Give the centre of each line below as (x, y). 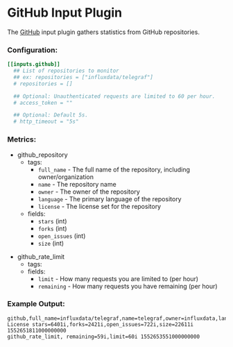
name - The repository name (77, 184)
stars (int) (52, 221)
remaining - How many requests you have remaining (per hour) (128, 286)
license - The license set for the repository (100, 206)
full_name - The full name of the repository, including (114, 169)
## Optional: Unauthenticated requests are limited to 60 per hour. (114, 96)
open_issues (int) (62, 236)
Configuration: (32, 50)
